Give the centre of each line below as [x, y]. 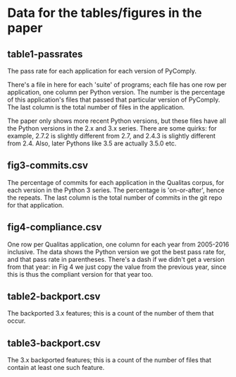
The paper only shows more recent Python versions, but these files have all [117, 121]
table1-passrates [45, 54]
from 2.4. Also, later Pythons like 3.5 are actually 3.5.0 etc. [92, 143]
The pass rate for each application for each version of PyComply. [102, 71]
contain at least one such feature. [56, 368]
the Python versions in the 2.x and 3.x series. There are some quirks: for [112, 128]
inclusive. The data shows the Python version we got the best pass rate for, [117, 251]
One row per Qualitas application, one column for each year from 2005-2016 [118, 244]
